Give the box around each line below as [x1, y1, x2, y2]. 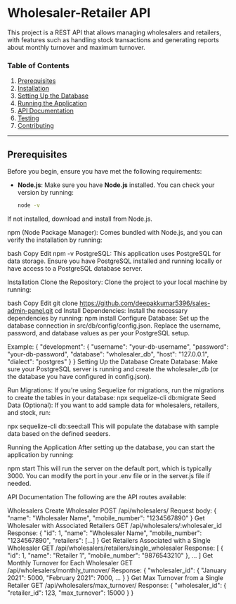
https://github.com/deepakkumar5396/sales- [79, 299, 211, 307]
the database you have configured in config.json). [7, 372, 152, 380]
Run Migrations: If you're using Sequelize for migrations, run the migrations [7, 385, 225, 394]
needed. [7, 479, 32, 487]
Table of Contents [7, 60, 70, 70]
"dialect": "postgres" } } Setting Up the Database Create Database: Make [7, 357, 218, 366]
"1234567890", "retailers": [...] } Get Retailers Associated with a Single [7, 536, 211, 544]
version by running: [17, 188, 74, 197]
